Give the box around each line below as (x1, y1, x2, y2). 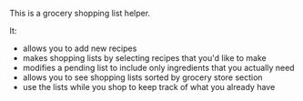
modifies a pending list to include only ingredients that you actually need (22, 63, 295, 73)
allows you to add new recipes (22, 43, 137, 54)
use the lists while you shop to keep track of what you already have (22, 82, 276, 92)
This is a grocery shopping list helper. (9, 8, 151, 18)
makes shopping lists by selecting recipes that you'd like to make (22, 53, 267, 63)
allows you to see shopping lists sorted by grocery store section (22, 72, 263, 83)
